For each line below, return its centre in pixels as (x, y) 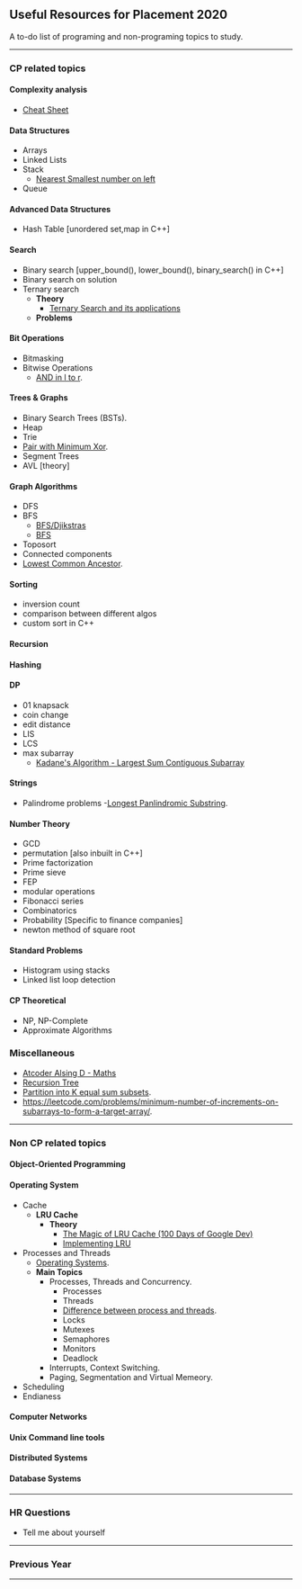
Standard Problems (46, 950)
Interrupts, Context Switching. (104, 1368)
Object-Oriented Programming (67, 1164)
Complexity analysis (49, 90)
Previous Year (40, 1564)
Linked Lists (44, 160)
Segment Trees (50, 456)
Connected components (67, 554)
